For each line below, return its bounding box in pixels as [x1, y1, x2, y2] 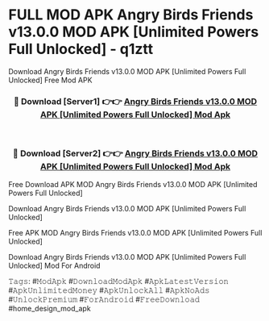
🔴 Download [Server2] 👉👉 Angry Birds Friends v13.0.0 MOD [12, 148, 259, 159]
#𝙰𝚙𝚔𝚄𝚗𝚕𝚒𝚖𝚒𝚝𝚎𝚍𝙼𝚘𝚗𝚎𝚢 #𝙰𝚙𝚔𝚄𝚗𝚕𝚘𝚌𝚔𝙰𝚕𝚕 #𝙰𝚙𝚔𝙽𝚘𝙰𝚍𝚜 [8, 285, 210, 295]
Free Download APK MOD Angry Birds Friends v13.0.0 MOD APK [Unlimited [8, 179, 258, 189]
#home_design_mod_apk [8, 303, 91, 313]
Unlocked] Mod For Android [8, 261, 101, 270]
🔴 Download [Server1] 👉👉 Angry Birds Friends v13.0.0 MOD [13, 95, 258, 106]
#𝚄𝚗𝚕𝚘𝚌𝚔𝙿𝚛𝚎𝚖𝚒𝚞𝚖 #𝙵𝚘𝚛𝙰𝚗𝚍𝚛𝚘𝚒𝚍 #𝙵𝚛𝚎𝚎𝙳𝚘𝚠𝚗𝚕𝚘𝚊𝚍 [8, 294, 200, 304]
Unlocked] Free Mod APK [8, 75, 93, 85]
